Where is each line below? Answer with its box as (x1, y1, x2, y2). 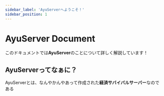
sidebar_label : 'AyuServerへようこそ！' (5, 7, 85, 12)
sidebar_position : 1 (5, 12, 48, 17)
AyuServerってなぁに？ (5, 65, 77, 74)
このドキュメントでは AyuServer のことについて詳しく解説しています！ (5, 50, 148, 56)
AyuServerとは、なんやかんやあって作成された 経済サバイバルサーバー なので (5, 80, 160, 86)
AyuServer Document (5, 33, 96, 44)
